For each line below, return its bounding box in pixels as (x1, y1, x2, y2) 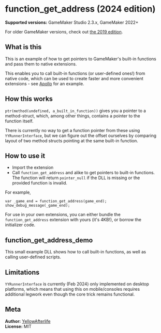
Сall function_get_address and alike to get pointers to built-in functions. (12, 170, 155, 176)
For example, (5, 189, 31, 195)
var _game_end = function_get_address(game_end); (5, 199, 107, 204)
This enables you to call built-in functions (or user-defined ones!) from (5, 70, 146, 76)
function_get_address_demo (5, 236, 93, 244)
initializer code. (5, 222, 35, 228)
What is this (5, 43, 42, 51)
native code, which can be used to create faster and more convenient (5, 75, 144, 81)
